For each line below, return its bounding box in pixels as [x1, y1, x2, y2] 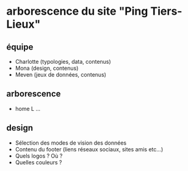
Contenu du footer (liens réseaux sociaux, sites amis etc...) [15, 145, 164, 153]
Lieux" [6, 17, 41, 31]
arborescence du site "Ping [6, 4, 148, 18]
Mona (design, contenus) [15, 64, 79, 72]
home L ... [15, 105, 41, 112]
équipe [6, 42, 34, 52]
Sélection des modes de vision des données [15, 139, 127, 146]
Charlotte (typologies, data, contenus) [15, 58, 111, 65]
